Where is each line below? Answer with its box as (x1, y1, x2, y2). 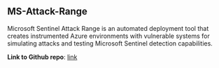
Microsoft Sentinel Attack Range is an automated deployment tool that (7, 24, 209, 32)
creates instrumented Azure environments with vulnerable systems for (7, 32, 210, 40)
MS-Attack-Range (7, 6, 87, 18)
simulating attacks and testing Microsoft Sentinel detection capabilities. (7, 39, 213, 48)
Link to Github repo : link (7, 53, 78, 61)
